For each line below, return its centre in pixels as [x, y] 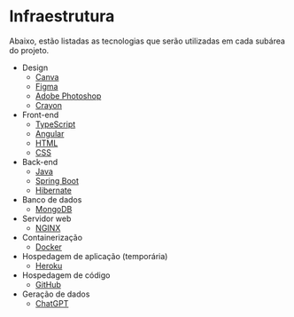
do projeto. [29, 50]
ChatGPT [52, 303]
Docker [48, 247]
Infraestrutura [62, 16]
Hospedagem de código [66, 275]
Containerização [52, 237]
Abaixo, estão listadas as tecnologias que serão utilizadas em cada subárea [147, 41]
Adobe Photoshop [68, 96]
